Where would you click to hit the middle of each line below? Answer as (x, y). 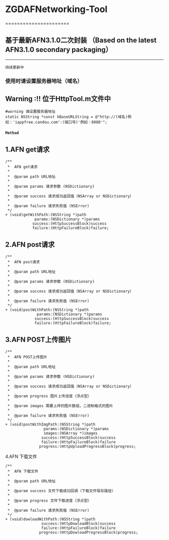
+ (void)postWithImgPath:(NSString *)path (50, 424)
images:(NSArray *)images (71, 433)
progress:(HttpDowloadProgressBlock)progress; (89, 532)
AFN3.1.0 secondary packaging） (59, 50)
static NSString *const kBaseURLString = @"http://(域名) (66, 117)
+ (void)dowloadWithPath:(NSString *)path (50, 519)
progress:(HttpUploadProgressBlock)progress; (88, 446)
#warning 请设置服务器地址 (30, 112)
